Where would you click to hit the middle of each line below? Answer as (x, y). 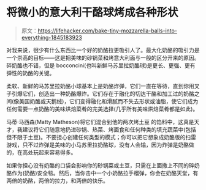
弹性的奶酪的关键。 (31, 73)
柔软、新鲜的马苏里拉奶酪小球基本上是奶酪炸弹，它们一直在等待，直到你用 (100, 86)
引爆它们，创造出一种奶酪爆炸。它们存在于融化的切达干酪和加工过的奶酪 (103, 93)
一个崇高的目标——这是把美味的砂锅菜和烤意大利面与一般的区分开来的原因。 (103, 57)
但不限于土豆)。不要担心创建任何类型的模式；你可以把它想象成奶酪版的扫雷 (101, 137)
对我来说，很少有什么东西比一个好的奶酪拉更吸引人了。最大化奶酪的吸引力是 (103, 50)
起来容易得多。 (57, 152)
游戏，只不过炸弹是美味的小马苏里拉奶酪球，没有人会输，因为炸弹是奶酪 (97, 145)
